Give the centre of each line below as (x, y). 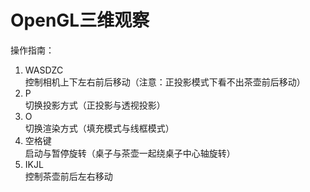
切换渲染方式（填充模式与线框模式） (99, 128)
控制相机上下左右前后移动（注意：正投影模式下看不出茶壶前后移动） (165, 82)
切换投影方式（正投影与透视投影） (95, 105)
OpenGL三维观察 (80, 20)
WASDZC (44, 70)
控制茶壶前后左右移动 (68, 176)
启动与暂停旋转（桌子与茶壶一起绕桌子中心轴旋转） (130, 153)
